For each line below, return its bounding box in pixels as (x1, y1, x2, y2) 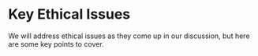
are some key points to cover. (8, 39, 104, 48)
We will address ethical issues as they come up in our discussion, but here (8, 31, 250, 40)
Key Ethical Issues (8, 5, 131, 23)
